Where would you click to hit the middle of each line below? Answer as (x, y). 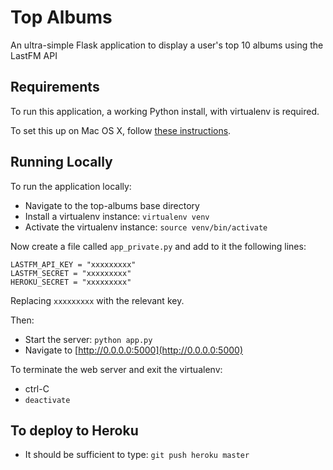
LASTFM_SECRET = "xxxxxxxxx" (71, 273)
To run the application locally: (71, 186)
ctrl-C (37, 388)
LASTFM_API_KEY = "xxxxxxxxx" (73, 264)
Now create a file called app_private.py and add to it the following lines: (158, 246)
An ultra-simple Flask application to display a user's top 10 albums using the (167, 45)
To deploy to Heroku (74, 430)
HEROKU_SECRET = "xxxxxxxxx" (71, 282)
